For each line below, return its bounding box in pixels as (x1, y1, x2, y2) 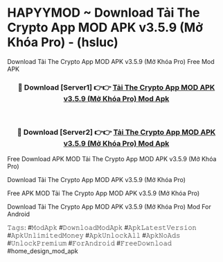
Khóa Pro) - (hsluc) (7, 35, 119, 50)
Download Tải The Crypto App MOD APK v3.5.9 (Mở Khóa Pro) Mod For (7, 202, 211, 211)
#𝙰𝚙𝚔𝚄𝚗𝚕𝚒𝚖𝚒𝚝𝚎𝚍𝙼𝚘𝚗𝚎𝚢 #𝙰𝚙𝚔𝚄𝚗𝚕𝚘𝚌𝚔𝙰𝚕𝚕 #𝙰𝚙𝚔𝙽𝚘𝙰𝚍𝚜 (7, 231, 181, 239)
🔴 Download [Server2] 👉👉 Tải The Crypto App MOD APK (17, 127, 216, 137)
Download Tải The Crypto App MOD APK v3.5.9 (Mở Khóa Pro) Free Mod (7, 57, 215, 65)
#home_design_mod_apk (7, 247, 78, 255)
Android (7, 210, 30, 218)
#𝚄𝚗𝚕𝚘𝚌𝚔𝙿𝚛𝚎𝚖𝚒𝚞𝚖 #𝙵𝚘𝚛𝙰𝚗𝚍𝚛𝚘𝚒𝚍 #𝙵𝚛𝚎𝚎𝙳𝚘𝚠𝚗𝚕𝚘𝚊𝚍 (7, 238, 172, 247)
